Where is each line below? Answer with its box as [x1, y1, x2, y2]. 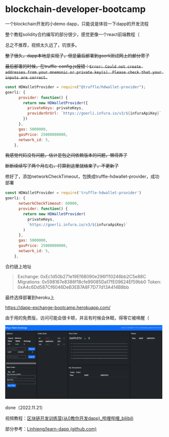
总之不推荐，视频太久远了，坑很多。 [5, 42, 80, 48]
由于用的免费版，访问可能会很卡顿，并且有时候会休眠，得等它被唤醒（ [5, 314, 150, 321]
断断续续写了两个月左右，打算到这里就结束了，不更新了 [5, 163, 119, 169]
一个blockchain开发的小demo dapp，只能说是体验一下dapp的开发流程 [5, 21, 149, 27]
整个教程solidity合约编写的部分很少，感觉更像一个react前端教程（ [5, 31, 140, 37]
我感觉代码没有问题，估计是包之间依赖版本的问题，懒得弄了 [5, 152, 128, 158]
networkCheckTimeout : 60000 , [18, 201, 79, 206]
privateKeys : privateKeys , [27, 106, 84, 111]
